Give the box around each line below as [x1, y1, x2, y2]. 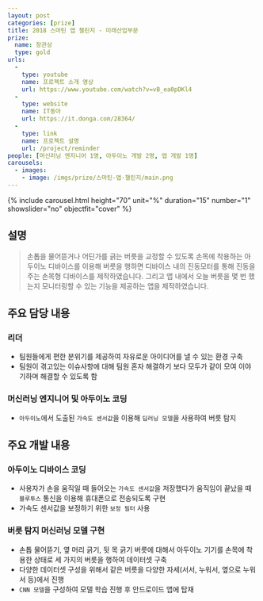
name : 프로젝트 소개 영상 [21, 78, 94, 86]
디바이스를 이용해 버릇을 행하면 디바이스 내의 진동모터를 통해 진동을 [48, 261, 256, 270]
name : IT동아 [21, 108, 61, 116]
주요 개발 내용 [7, 438, 71, 452]
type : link [21, 129, 58, 137]
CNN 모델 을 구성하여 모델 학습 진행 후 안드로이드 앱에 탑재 [18, 584, 195, 594]
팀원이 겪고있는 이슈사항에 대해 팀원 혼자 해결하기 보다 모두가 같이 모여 [18, 362, 237, 371]
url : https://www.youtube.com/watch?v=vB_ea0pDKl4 [21, 85, 192, 94]
